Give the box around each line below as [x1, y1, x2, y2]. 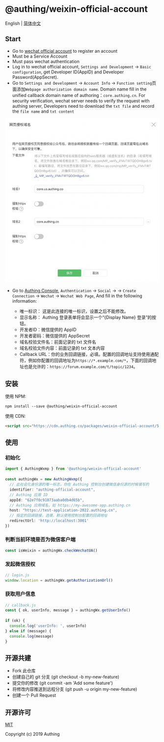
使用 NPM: [5, 393, 27, 399]
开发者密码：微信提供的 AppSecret [19, 333, 90, 339]
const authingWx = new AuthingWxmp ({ [5, 477, 82, 482]
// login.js [5, 573, 29, 578]
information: [12, 298, 37, 304]
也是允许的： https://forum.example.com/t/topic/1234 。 [24, 364, 138, 370]
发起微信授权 [5, 561, 36, 568]
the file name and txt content [12, 108, 75, 114]
